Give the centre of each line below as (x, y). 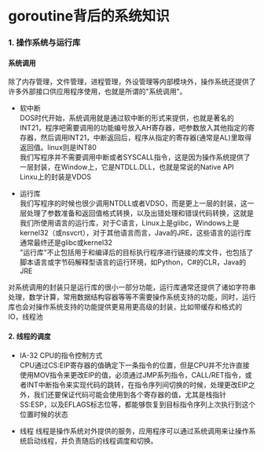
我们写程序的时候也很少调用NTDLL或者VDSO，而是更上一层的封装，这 (133, 203)
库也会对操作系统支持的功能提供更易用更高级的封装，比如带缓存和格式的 (125, 307)
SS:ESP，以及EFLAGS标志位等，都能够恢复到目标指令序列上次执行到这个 (137, 404)
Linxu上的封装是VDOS (55, 177)
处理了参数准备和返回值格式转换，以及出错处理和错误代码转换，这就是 (140, 214)
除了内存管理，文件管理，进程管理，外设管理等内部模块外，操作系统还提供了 (132, 82)
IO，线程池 (26, 317)
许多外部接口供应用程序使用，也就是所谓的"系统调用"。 (97, 92)
